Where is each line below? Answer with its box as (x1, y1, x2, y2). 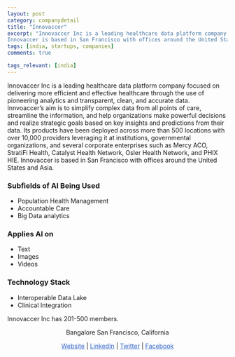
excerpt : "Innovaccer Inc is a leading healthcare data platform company (7, 29, 227, 37)
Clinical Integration (17, 301, 72, 309)
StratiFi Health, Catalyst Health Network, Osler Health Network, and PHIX (7, 148, 218, 156)
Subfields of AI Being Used (7, 180, 100, 190)
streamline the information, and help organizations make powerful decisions (7, 111, 226, 119)
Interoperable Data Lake (17, 293, 87, 302)
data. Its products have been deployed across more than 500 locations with (7, 126, 225, 134)
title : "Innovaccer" (7, 23, 68, 30)
